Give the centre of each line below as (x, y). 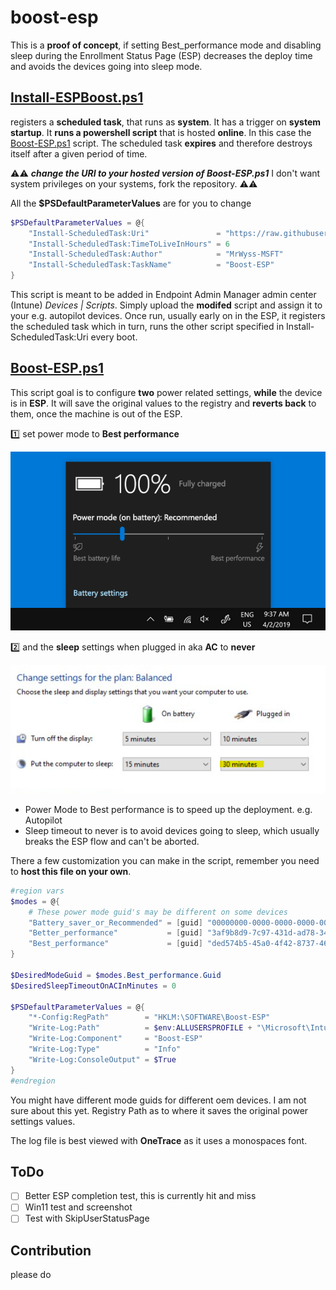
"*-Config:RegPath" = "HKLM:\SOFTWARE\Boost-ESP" (149, 1017)
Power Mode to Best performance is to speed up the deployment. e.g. (168, 809)
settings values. (43, 1121)
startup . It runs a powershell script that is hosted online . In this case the (161, 132)
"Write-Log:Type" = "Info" (105, 1049)
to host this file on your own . (71, 871)
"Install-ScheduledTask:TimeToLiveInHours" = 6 (129, 244)
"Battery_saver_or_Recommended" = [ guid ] (115, 922)
